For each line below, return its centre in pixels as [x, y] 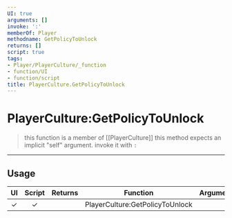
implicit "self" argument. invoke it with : [80, 145]
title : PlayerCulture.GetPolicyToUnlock [66, 84]
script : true [26, 53]
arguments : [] [28, 20]
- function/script [33, 78]
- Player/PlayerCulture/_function [57, 65]
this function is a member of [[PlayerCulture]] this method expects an [123, 138]
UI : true [20, 13]
